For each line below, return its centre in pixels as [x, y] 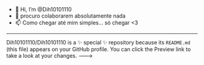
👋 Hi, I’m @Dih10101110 [43, 9]
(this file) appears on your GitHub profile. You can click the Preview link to [99, 49]
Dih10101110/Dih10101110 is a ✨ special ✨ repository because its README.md [98, 42]
